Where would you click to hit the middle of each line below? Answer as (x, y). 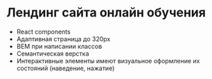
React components (43, 32)
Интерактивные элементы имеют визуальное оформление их (108, 60)
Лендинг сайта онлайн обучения (106, 13)
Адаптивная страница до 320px (63, 38)
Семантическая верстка (53, 54)
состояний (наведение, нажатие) (65, 68)
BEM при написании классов (59, 46)
